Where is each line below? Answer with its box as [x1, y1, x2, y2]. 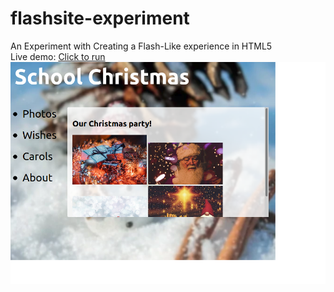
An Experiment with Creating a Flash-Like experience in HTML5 [10, 40, 273, 52]
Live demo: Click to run [10, 50, 106, 62]
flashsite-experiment [10, 7, 190, 30]
